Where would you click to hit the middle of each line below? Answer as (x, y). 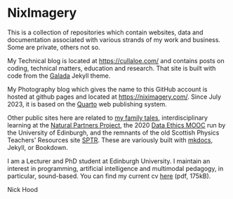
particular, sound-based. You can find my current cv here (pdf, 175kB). (109, 176)
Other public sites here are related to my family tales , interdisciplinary (108, 118)
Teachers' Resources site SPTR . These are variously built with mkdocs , (110, 140)
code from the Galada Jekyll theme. (59, 76)
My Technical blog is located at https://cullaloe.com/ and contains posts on (116, 60)
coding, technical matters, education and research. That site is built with (112, 68)
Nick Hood (23, 189)
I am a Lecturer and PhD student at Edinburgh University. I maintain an (109, 161)
